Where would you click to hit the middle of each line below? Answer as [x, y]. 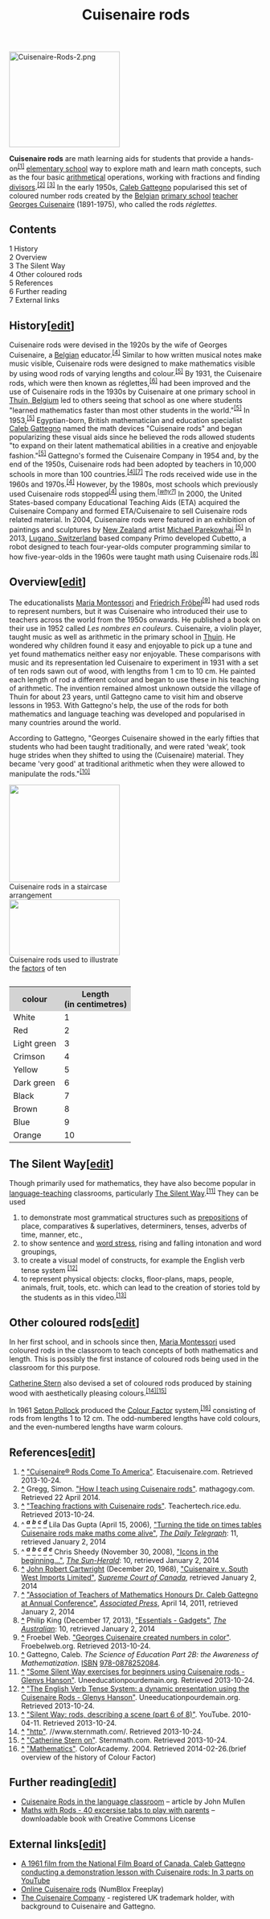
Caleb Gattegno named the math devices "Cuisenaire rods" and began [126, 429]
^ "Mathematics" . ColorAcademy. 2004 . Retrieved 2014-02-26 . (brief [134, 1748]
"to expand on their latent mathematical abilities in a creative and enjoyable [133, 446]
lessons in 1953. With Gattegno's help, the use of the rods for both [119, 705]
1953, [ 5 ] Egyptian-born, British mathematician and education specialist [126, 419]
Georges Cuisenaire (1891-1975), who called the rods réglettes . [113, 204]
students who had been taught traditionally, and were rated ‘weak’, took [127, 746]
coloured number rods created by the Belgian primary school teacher [124, 196]
